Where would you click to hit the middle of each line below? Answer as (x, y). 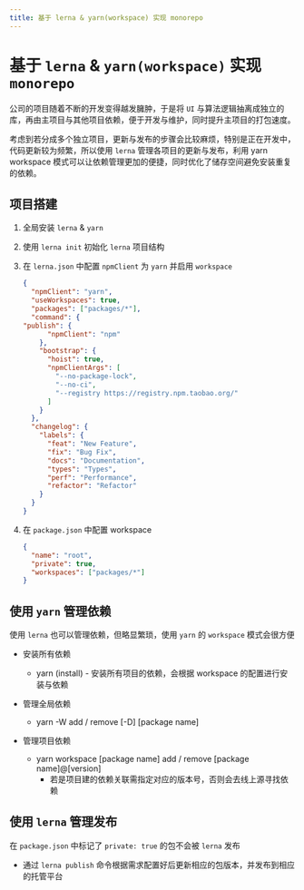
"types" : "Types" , (82, 469)
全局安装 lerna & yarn (63, 228)
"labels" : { (62, 435)
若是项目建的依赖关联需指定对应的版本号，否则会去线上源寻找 (165, 779)
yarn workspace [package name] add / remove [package (142, 759)
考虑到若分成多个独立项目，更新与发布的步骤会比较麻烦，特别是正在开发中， (152, 139)
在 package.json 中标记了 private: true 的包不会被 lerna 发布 (125, 846)
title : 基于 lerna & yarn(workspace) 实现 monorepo (107, 18)
